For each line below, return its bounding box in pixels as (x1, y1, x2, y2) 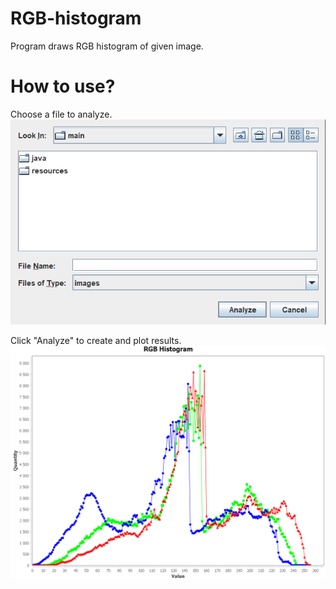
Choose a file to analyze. (10, 108, 113, 120)
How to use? (10, 75, 116, 98)
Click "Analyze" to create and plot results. (10, 335, 182, 347)
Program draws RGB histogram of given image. (10, 40, 204, 52)
